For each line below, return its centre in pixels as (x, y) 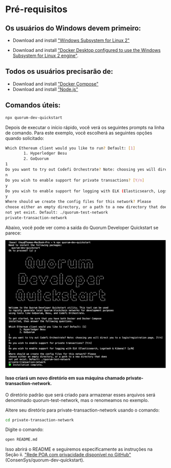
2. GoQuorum (36, 159)
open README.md (21, 440)
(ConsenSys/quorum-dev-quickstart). (45, 460)
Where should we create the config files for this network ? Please (78, 202)
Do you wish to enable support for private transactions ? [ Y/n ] (75, 180)
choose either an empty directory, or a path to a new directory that (82, 207)
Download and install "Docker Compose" (55, 84)
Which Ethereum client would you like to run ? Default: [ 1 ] (70, 148)
